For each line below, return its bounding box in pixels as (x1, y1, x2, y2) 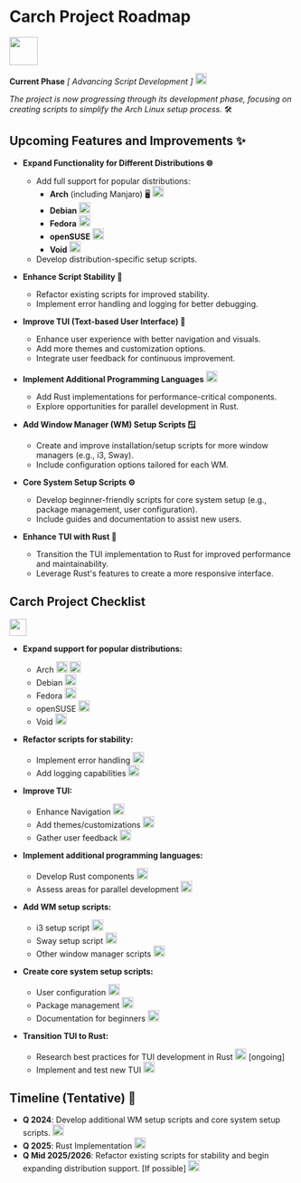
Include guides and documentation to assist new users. (35, 514, 242, 524)
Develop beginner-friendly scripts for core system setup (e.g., (35, 494, 268, 505)
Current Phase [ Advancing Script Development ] (9, 75, 193, 87)
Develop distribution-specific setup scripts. (35, 254, 197, 264)
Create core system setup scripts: (22, 966, 154, 976)
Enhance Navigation (35, 806, 111, 817)
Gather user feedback (35, 832, 118, 843)
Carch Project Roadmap (9, 6, 192, 27)
